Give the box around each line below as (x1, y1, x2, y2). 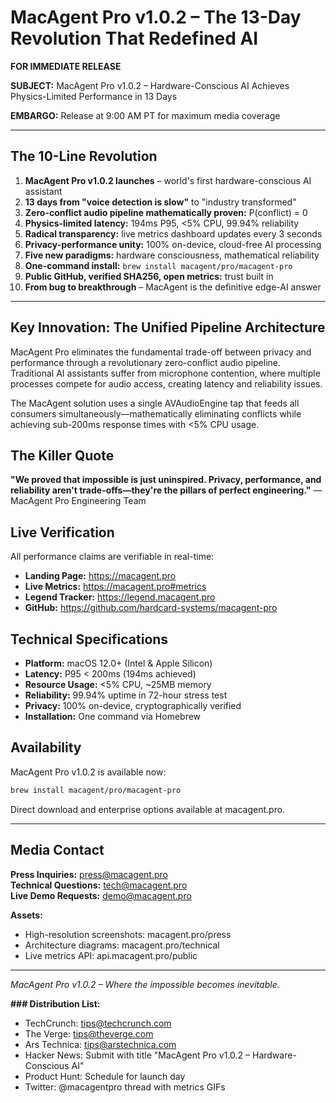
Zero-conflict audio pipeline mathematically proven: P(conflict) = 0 (24, 206, 308, 218)
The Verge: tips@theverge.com (24, 1027, 154, 1040)
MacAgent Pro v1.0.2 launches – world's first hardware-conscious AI (24, 174, 312, 186)
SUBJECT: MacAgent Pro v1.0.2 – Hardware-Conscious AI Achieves (10, 79, 290, 91)
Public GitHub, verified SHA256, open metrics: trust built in (24, 270, 274, 282)
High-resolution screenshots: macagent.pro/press (24, 928, 232, 940)
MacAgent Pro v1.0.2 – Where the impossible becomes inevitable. (10, 978, 280, 990)
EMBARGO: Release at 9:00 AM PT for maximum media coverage (10, 109, 281, 121)
